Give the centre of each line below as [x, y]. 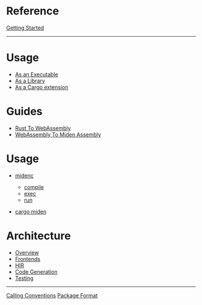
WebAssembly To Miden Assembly [58, 134]
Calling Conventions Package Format [52, 295]
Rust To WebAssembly [43, 128]
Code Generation [36, 271]
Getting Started [25, 28]
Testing [24, 278]
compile [34, 187]
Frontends [28, 259]
